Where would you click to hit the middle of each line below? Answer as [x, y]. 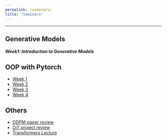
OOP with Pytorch [33, 67]
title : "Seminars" [24, 14]
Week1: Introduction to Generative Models [50, 51]
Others [16, 110]
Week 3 [20, 90]
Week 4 [20, 95]
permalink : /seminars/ [29, 10]
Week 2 [20, 84]
